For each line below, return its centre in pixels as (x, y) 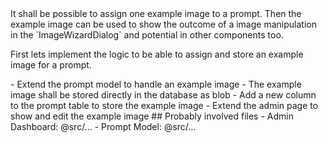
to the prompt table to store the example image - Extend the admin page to (164, 105)
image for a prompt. (51, 65)
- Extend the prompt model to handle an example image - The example (156, 84)
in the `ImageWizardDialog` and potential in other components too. (147, 35)
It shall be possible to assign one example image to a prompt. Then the (156, 13)
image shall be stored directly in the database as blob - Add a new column (163, 95)
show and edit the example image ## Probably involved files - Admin (152, 116)
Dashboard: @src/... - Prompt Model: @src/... (103, 126)
